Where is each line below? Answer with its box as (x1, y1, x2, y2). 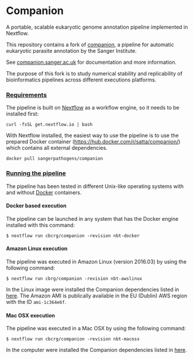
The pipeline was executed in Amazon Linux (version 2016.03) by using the (6, 258, 187, 265)
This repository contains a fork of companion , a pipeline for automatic (6, 41, 174, 48)
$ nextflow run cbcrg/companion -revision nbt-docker (6, 233, 140, 238)
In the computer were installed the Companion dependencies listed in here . (6, 347, 187, 354)
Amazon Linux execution (6, 245, 68, 252)
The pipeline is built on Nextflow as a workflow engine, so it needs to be (6, 104, 179, 111)
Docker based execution (6, 202, 67, 209)
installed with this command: (6, 221, 75, 228)
